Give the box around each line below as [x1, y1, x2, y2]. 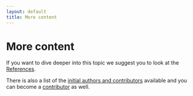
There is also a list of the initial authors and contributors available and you [6, 77, 188, 84]
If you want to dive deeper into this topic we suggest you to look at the [6, 59, 179, 66]
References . [6, 66, 36, 73]
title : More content [6, 14, 58, 20]
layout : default [6, 8, 46, 15]
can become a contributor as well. [6, 84, 90, 91]
